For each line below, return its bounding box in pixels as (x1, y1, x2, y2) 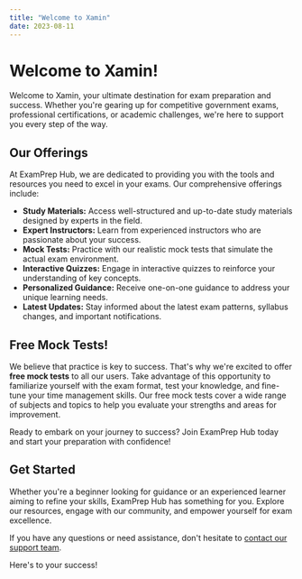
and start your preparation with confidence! (9, 437, 171, 447)
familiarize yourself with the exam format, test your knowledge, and (9, 381, 260, 391)
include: (9, 188, 40, 199)
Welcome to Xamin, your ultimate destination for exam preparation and (9, 90, 272, 101)
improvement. (9, 409, 61, 420)
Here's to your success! (9, 559, 97, 570)
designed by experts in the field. (22, 216, 142, 226)
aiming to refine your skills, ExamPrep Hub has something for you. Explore (9, 495, 285, 506)
